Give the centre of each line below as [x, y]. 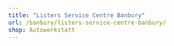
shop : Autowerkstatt [42, 30]
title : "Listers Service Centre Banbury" [77, 15]
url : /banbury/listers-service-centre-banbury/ [87, 23]
